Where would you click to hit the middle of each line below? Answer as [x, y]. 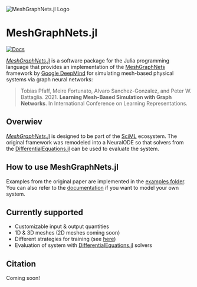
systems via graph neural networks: [50, 79]
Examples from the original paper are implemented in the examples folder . [96, 181]
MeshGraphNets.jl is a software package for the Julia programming [88, 60]
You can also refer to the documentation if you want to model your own [92, 187]
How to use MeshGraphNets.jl [63, 167]
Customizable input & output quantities [62, 226]
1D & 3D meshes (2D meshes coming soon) [67, 233]
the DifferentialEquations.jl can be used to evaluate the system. [83, 149]
